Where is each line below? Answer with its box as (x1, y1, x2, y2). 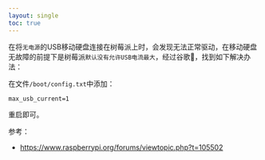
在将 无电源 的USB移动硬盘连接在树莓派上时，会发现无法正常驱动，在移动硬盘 (8, 41, 258, 52)
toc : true (8, 19, 42, 27)
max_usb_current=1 (8, 95, 69, 103)
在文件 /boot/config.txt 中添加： (8, 79, 115, 88)
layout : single (8, 11, 59, 20)
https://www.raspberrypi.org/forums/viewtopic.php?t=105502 (19, 142, 223, 152)
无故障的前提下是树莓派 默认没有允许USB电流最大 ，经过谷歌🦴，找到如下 (8, 52, 230, 61)
